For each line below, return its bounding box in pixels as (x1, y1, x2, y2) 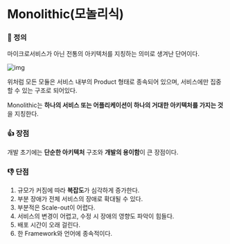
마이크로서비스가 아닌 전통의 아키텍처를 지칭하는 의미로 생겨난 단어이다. (7, 50, 200, 58)
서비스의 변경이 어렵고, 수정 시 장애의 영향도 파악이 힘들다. (17, 212, 175, 220)
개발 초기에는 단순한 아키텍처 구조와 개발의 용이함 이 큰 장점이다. (7, 148, 179, 156)
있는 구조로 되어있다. (21, 86, 78, 95)
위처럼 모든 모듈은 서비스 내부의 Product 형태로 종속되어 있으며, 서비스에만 (7, 77, 209, 86)
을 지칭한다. (7, 110, 39, 118)
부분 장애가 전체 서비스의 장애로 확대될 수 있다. (17, 195, 143, 203)
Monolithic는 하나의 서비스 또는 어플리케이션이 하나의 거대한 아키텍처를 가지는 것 (7, 101, 224, 109)
